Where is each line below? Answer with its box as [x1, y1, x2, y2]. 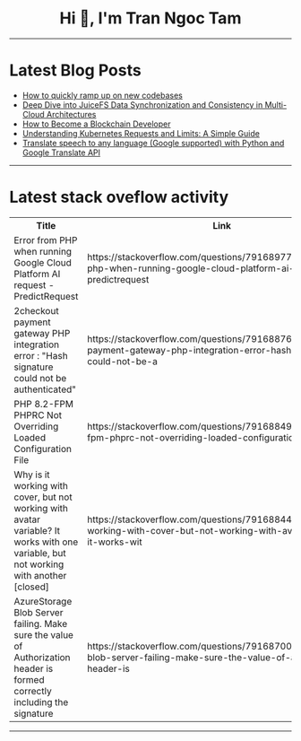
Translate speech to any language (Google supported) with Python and [21, 137, 285, 148]
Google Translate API [21, 147, 101, 158]
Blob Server [13, 606, 64, 618]
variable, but [13, 546, 67, 559]
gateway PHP [13, 327, 71, 339]
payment [13, 316, 51, 328]
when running [13, 245, 73, 257]
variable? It [13, 524, 61, 536]
